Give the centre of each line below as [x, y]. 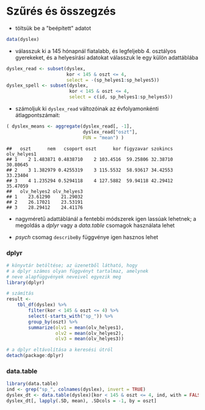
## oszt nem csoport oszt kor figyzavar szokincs [90, 149]
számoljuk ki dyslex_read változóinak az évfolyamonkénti [87, 109]
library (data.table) [33, 384]
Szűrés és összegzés [61, 11]
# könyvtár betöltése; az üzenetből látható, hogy [72, 265]
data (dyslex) [23, 39]
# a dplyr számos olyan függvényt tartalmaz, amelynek [77, 271]
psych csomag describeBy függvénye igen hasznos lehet [87, 237]
